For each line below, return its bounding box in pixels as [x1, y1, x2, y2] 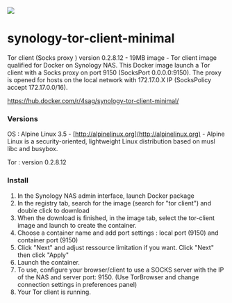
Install [7, 176, 29, 185]
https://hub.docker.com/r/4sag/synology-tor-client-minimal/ [7, 96, 179, 104]
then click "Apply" [17, 251, 69, 259]
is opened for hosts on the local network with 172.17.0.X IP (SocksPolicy [7, 75, 212, 84]
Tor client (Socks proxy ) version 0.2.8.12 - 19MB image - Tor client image [7, 53, 217, 62]
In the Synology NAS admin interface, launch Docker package [17, 192, 194, 200]
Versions [7, 114, 38, 123]
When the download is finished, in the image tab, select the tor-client [17, 213, 215, 222]
